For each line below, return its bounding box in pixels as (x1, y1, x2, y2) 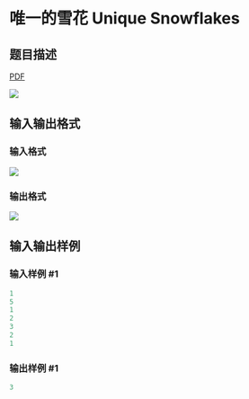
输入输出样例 (9, 239, 81, 254)
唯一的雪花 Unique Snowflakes (9, 8, 240, 29)
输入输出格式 (9, 116, 81, 131)
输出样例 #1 (9, 361, 58, 374)
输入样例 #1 (9, 268, 58, 280)
